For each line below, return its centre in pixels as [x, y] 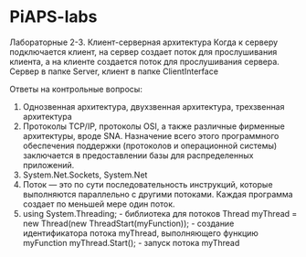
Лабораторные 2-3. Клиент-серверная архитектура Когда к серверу [144, 42]
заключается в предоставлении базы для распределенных [138, 155]
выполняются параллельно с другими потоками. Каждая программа [158, 194]
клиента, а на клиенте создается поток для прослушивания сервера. [145, 61]
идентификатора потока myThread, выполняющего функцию [140, 233]
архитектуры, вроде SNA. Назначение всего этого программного [151, 135]
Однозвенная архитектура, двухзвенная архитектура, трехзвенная [153, 106]
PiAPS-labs [53, 17]
